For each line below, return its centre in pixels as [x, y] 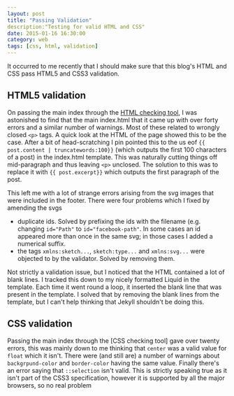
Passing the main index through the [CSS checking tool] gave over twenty [114, 341]
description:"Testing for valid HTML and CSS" [76, 27]
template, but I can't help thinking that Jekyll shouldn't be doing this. [106, 302]
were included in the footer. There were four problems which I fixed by [109, 200]
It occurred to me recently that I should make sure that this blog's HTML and [117, 66]
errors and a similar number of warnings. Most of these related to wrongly [114, 127]
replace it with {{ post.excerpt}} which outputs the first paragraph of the [113, 171]
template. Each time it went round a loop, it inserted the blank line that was [115, 287]
